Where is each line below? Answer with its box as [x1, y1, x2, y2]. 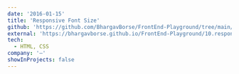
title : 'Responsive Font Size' [7, 17, 100, 24]
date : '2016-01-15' [7, 10, 65, 18]
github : [7, 23, 31, 30]
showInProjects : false [7, 56, 75, 63]
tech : [7, 37, 23, 44]
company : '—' [7, 50, 46, 57]
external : [7, 30, 37, 37]
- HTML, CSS [14, 43, 50, 50]
